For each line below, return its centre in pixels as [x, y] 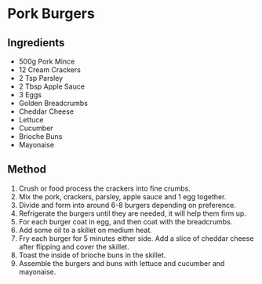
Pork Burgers [51, 14]
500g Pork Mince [47, 61]
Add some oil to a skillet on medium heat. [85, 230]
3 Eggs [30, 95]
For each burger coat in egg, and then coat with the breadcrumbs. [126, 221]
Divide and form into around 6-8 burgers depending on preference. [127, 205]
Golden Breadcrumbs [53, 103]
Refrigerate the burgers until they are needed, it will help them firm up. [132, 213]
